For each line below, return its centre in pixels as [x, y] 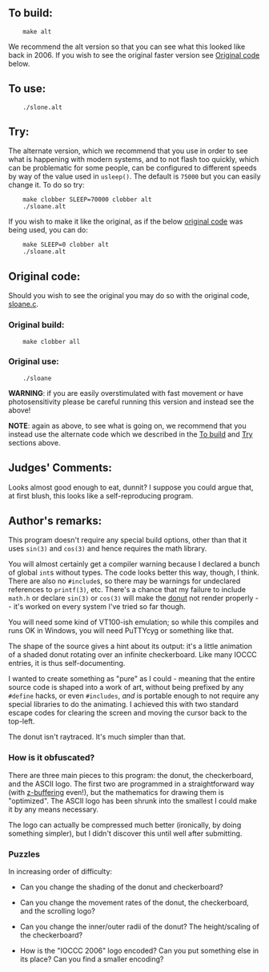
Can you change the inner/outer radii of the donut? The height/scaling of [140, 927]
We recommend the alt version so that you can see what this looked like [127, 46]
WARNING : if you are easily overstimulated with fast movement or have [126, 393]
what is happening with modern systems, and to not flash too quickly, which [134, 159]
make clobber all [52, 341]
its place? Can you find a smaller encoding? [92, 959]
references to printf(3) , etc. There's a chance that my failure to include [127, 590]
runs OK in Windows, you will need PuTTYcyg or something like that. [121, 631]
